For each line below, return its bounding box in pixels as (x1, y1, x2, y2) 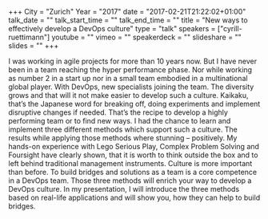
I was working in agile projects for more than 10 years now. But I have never (8, 56, 258, 66)
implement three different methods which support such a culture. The (8, 124, 238, 134)
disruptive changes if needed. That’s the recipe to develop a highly (8, 107, 228, 117)
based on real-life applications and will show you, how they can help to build (8, 193, 261, 202)
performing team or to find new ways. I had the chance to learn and (8, 116, 231, 125)
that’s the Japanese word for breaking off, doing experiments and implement (8, 99, 261, 108)
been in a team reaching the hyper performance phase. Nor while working (8, 65, 253, 75)
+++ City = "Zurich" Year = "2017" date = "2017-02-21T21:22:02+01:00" (8, 7, 246, 16)
